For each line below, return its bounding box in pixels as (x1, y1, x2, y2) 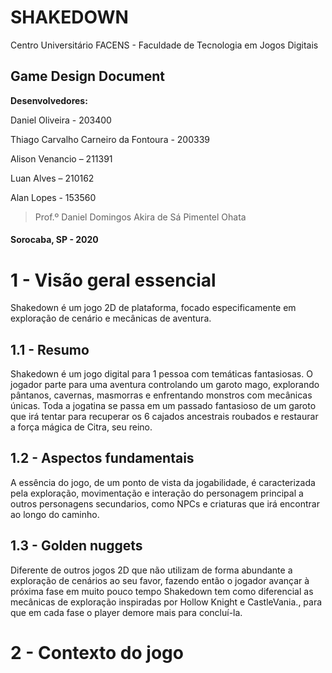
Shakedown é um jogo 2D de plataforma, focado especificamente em (10, 302, 297, 314)
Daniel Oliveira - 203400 (10, 114, 112, 126)
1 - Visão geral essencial (10, 269, 217, 291)
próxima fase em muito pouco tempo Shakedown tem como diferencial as (10, 585, 314, 597)
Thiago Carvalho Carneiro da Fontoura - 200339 (10, 133, 210, 145)
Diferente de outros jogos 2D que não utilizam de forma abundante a (10, 564, 293, 576)
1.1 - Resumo (10, 341, 90, 358)
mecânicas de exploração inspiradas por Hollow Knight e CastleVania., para (10, 596, 323, 608)
